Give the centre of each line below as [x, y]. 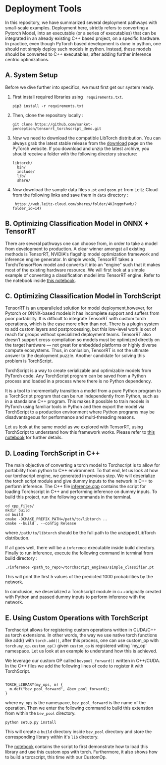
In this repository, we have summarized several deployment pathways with [81, 22]
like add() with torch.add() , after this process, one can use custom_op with [82, 640]
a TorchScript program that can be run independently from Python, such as [82, 396]
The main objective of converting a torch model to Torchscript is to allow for [83, 465]
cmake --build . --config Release [41, 523]
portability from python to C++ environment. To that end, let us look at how [82, 471]
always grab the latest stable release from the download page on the [82, 143]
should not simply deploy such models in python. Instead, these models [78, 49]
